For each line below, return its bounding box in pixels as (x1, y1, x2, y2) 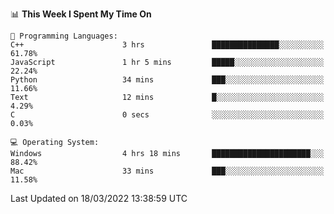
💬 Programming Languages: (10, 31, 118, 41)
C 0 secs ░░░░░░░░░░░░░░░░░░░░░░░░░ (10, 110, 325, 120)
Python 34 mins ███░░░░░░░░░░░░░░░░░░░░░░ (10, 75, 325, 85)
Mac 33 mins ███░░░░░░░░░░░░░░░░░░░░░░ (10, 166, 325, 176)
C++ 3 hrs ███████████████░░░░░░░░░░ (10, 40, 325, 50)
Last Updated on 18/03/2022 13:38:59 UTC (10, 193, 188, 204)
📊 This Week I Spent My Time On (10, 8, 152, 20)
